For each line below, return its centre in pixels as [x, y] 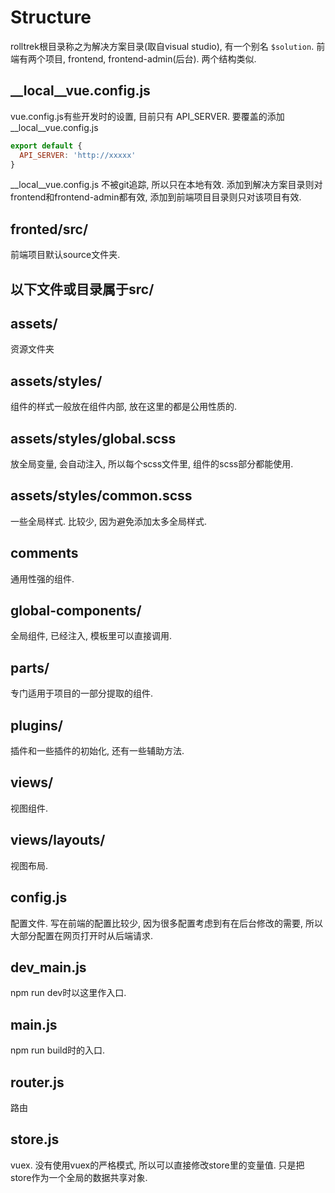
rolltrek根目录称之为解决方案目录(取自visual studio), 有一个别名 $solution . [162, 46]
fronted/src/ [49, 229]
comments [44, 553]
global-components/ [76, 611]
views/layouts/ [58, 840]
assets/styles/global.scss [93, 438]
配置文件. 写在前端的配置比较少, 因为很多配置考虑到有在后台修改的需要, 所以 [166, 923]
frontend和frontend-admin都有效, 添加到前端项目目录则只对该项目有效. [156, 197]
